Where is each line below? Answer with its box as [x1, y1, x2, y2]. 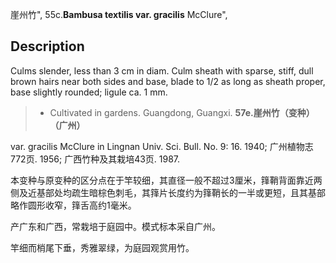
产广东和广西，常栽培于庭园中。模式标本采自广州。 [10, 220, 221, 232]
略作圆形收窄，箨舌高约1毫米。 [10, 199, 137, 211]
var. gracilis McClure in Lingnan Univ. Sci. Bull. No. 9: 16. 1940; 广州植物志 [10, 140, 314, 152]
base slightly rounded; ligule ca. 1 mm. [10, 86, 168, 98]
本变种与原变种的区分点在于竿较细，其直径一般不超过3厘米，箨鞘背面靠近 [10, 174, 314, 186]
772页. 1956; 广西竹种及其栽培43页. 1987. [10, 153, 181, 165]
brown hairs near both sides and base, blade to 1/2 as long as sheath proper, [10, 75, 326, 87]
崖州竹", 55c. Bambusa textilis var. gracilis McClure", [10, 9, 228, 20]
